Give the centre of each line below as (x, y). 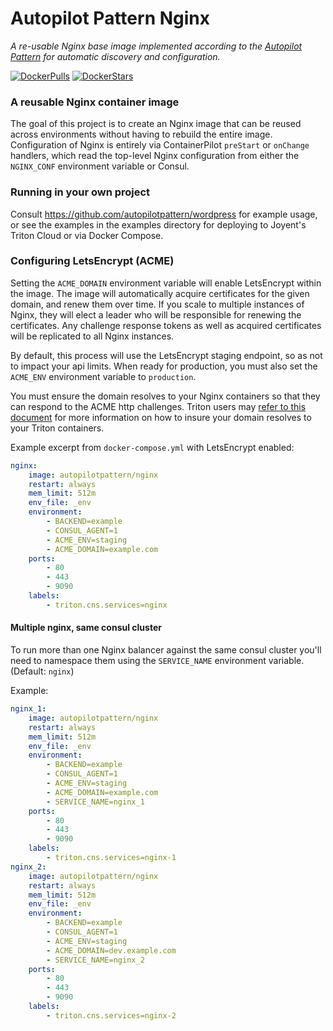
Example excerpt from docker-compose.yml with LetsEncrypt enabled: (152, 447)
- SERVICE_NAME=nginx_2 (95, 960)
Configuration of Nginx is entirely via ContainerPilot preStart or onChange (160, 145)
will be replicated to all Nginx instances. (92, 336)
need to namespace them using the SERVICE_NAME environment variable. (157, 661)
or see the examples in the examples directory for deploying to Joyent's (158, 224)
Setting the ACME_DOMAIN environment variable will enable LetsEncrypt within (166, 283)
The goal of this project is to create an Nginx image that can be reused (156, 124)
